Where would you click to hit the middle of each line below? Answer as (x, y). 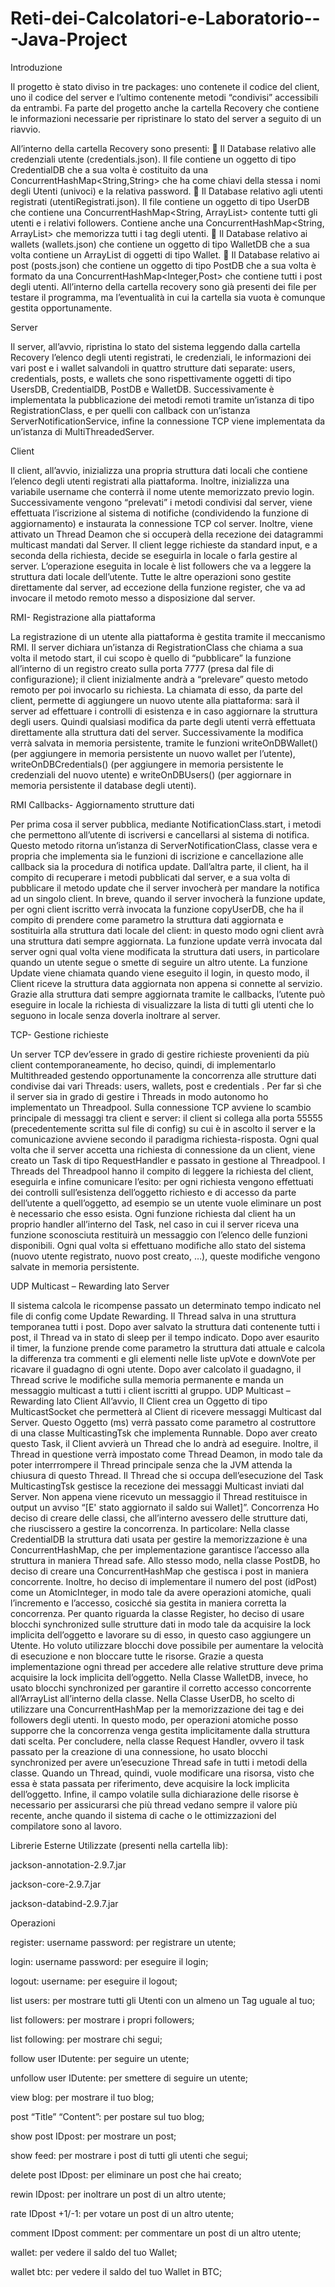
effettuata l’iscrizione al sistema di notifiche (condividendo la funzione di (160, 513)
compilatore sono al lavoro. (66, 1826)
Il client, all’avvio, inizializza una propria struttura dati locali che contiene (159, 470)
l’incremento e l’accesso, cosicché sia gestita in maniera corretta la (148, 1603)
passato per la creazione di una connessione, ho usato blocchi (139, 1751)
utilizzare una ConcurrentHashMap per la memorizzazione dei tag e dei (157, 1709)
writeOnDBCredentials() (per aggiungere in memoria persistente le (147, 764)
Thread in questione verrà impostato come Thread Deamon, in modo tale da (166, 1454)
